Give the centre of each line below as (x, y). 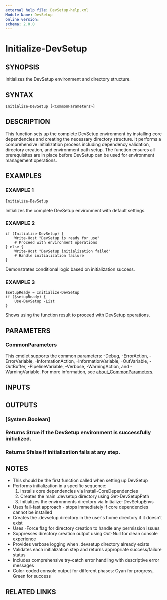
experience (24, 539)
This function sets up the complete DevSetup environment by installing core (83, 134)
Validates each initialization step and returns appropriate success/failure (87, 550)
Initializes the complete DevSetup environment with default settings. (76, 210)
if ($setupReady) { (26, 297)
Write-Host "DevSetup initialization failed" (63, 251)
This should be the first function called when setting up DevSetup (80, 480)
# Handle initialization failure (49, 255)
